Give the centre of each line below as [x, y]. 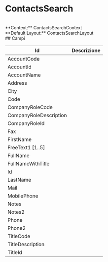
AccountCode [24, 59]
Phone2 [17, 228]
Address [17, 83]
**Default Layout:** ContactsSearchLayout [49, 33]
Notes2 [16, 212]
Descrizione [86, 50]
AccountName [24, 75]
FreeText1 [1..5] [26, 147]
